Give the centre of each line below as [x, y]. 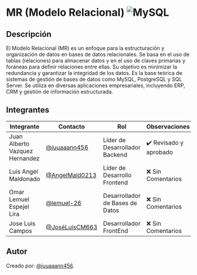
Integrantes [28, 110]
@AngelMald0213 [71, 175]
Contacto [72, 126]
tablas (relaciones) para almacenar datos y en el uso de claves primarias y [96, 61]
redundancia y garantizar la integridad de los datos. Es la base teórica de [94, 73]
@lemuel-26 [64, 203]
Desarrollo [117, 175]
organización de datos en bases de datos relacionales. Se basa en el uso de [98, 54]
